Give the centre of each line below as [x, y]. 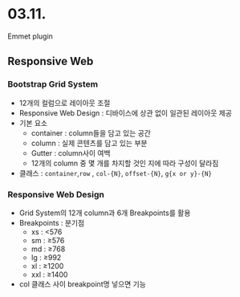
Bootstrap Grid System [53, 84]
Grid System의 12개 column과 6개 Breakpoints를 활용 [105, 213]
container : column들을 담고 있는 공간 [91, 132]
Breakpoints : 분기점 [52, 222]
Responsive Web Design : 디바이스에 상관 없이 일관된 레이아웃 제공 [125, 112]
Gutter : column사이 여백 [71, 153]
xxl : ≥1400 [49, 275]
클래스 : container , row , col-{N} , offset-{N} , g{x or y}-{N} [116, 173]
